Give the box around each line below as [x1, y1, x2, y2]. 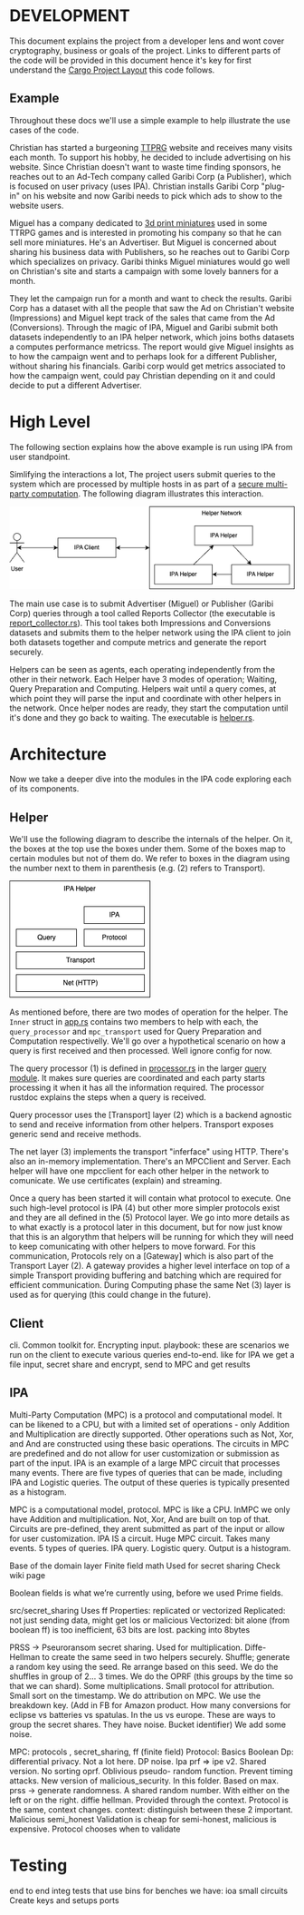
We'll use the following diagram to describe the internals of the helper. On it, [9, 834, 293, 845]
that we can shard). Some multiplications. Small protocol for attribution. [9, 1680, 275, 1691]
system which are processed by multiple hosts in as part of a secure [9, 478, 264, 489]
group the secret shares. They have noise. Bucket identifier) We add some [9, 1719, 287, 1730]
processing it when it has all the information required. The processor [9, 1082, 265, 1094]
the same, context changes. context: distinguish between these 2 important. [9, 1803, 294, 1815]
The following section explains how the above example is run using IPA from [9, 441, 293, 452]
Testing [9, 1855, 68, 1876]
